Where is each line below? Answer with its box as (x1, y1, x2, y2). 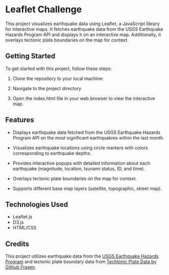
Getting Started (5, 52, 56, 61)
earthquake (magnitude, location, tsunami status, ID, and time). (12, 165, 146, 171)
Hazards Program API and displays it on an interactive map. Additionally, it (5, 31, 161, 37)
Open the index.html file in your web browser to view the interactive (12, 95, 156, 101)
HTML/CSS (12, 225, 37, 231)
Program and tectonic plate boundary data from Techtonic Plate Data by (5, 259, 157, 265)
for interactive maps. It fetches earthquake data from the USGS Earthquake (5, 26, 163, 32)
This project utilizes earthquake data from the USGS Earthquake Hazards (5, 253, 159, 260)
